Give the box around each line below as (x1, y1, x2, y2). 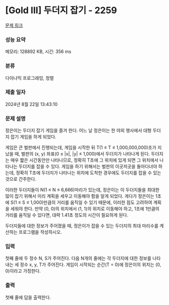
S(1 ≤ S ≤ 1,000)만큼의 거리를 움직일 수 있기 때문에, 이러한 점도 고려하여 (10, 199, 152, 206)
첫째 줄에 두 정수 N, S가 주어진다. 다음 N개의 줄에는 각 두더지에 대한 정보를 (5, 256, 151, 262)
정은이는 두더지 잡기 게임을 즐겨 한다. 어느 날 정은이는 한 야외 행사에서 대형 (5, 127, 152, 134)
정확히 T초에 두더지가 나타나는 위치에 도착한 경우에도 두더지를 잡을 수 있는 (16, 170, 161, 176)
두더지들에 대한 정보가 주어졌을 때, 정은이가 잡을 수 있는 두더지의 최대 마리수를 (5, 223, 159, 229)
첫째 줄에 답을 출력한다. (5, 294, 51, 300)
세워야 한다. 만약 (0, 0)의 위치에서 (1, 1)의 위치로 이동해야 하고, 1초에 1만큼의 (10, 206, 160, 212)
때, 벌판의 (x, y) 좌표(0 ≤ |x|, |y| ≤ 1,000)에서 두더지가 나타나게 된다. (14, 151, 150, 157)
